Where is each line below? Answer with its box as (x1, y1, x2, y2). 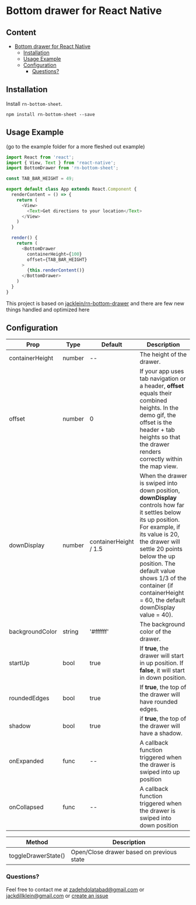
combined (139, 396, 167, 404)
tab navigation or (139, 374, 186, 383)
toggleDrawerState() (9, 851, 65, 859)
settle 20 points (139, 545, 183, 553)
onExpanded (9, 756, 44, 765)
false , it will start (139, 666, 185, 674)
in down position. (139, 673, 187, 682)
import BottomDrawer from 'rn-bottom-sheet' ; (6, 165, 118, 171)
